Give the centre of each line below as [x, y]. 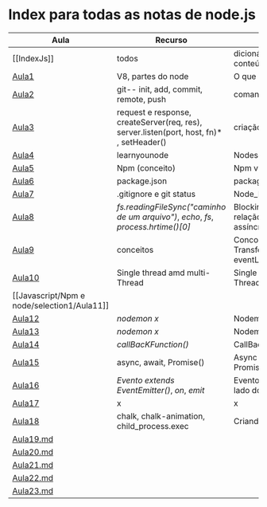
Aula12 [26, 318]
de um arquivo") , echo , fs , [165, 217]
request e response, [154, 112]
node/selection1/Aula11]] [61, 305]
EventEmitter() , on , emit [161, 390]
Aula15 [26, 362]
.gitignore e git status [156, 194]
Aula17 [26, 403]
